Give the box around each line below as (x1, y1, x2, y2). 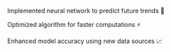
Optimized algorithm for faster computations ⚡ (7, 21, 142, 28)
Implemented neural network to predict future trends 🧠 (7, 7, 165, 15)
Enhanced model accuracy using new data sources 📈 (7, 37, 163, 45)
